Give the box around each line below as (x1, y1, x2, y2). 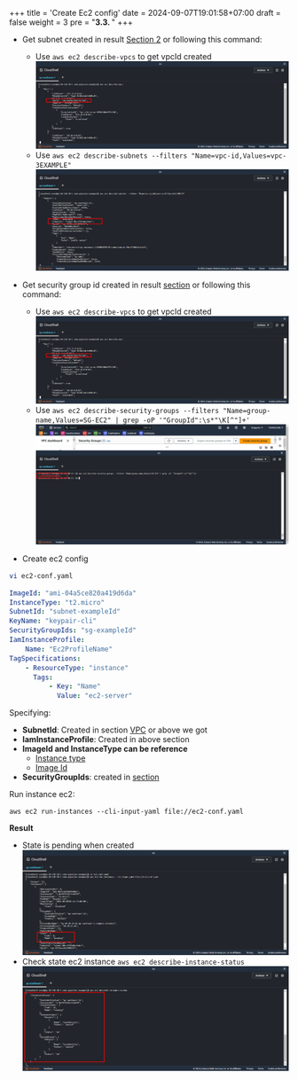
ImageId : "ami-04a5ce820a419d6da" (9, 589, 137, 598)
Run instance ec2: (9, 789, 75, 800)
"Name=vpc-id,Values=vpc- (191, 152, 286, 160)
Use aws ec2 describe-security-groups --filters (35, 405, 220, 416)
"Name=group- (223, 407, 271, 416)
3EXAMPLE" (35, 161, 73, 170)
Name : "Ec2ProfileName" (25, 645, 114, 653)
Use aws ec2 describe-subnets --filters (35, 150, 188, 160)
